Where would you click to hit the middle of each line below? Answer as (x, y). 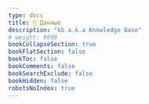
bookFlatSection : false (47, 52)
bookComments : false (42, 66)
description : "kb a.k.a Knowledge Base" (75, 30)
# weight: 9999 (33, 37)
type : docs (26, 15)
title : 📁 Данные (35, 23)
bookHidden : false (38, 81)
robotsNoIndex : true (42, 88)
